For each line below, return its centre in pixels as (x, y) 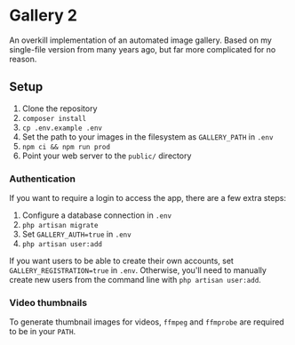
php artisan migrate (60, 226)
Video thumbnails (48, 302)
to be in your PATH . (43, 332)
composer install (54, 118)
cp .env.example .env (62, 128)
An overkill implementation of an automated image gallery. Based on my (141, 40)
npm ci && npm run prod (66, 147)
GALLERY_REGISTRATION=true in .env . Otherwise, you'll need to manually (138, 270)
